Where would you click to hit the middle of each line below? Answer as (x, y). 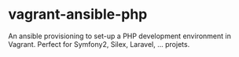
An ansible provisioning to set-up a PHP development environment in (120, 36)
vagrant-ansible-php (78, 14)
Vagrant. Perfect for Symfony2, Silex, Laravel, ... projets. (99, 44)
